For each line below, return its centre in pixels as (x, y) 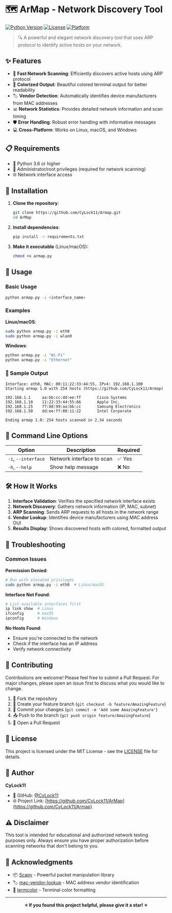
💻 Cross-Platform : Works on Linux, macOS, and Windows (75, 130)
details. (13, 757)
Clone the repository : (36, 203)
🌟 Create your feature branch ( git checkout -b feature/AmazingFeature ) (89, 704)
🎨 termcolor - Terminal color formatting (54, 890)
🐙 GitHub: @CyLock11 (36, 795)
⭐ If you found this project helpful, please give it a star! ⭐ (86, 905)
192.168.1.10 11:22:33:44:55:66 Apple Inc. (63, 402)
